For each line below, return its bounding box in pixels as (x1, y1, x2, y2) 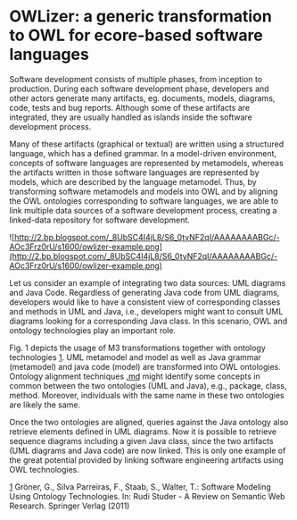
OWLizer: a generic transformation (9, 6, 272, 27)
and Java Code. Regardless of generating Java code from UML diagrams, (9, 287, 280, 298)
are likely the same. (9, 399, 81, 410)
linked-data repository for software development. (9, 214, 190, 225)
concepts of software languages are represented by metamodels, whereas (9, 157, 284, 168)
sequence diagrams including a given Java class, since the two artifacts (9, 435, 274, 446)
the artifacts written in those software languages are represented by (9, 167, 260, 178)
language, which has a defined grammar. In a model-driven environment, (9, 147, 277, 158)
